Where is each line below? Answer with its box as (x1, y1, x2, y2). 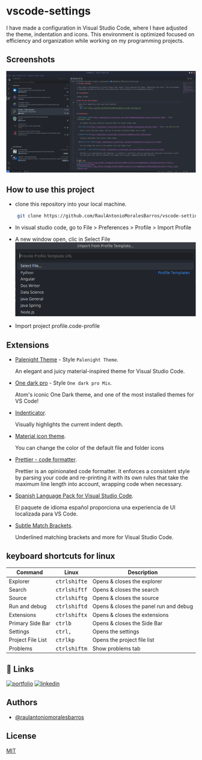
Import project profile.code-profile (14, 322, 100, 330)
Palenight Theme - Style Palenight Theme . (14, 356, 119, 363)
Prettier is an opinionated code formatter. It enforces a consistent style (14, 468, 191, 475)
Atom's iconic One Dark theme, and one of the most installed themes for (14, 391, 194, 398)
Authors (6, 697, 38, 707)
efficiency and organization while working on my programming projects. (6, 37, 185, 44)
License (6, 731, 37, 741)
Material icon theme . (14, 433, 66, 440)
